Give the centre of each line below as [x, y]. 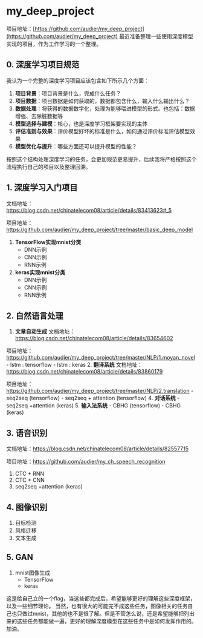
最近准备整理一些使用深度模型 [156, 36]
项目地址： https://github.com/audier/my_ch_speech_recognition [86, 462]
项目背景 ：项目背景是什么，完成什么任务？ [68, 93]
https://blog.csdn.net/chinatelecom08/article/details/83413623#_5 [89, 210]
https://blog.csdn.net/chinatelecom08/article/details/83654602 [94, 338]
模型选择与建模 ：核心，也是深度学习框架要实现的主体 [81, 123]
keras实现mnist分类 [40, 272]
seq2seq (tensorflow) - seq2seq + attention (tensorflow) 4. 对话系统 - [93, 398]
